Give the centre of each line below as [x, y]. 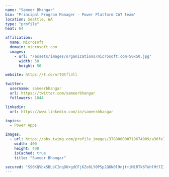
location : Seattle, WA [29, 19]
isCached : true [30, 153]
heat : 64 [14, 29]
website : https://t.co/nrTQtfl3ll [41, 75]
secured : [14, 167]
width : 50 [29, 61]
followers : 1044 [27, 98]
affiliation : [19, 38]
